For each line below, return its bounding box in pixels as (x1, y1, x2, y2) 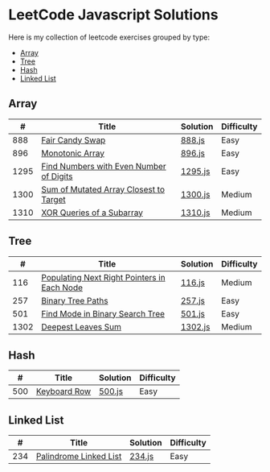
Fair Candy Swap (41, 135, 106, 146)
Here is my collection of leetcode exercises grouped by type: (8, 32, 211, 42)
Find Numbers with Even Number (41, 160, 166, 172)
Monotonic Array (41, 147, 105, 159)
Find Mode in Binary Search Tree (41, 308, 166, 319)
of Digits (41, 171, 73, 182)
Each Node (41, 282, 83, 293)
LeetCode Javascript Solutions (8, 6, 219, 24)
